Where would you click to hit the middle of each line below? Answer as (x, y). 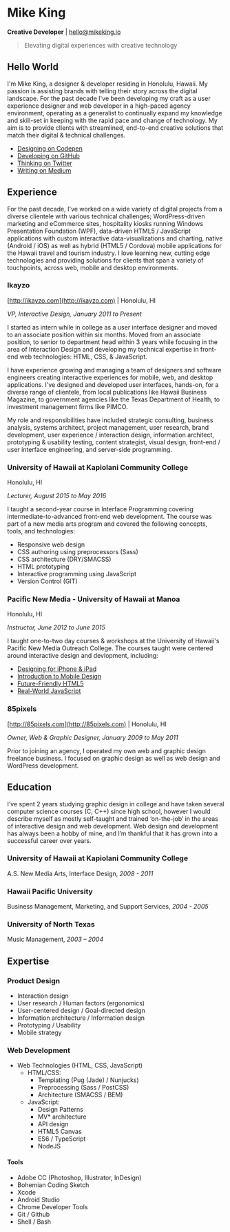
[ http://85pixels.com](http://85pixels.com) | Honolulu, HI (87, 724)
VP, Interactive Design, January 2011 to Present (75, 314)
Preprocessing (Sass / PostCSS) (83, 1088)
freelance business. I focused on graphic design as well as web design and (114, 758)
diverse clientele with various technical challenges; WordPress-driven (106, 216)
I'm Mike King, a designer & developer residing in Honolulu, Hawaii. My (107, 84)
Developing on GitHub (49, 155)
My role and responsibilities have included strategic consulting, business (110, 420)
